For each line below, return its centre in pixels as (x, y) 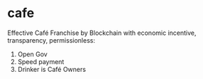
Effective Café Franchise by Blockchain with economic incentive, (102, 33)
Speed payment (41, 61)
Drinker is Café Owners (52, 69)
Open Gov (32, 54)
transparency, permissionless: (51, 40)
